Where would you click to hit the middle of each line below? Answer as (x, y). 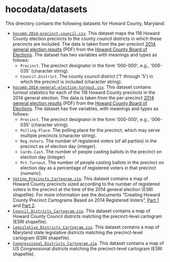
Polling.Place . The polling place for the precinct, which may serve (90, 130)
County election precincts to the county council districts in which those (87, 39)
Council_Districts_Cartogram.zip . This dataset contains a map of (81, 211)
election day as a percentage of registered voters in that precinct (88, 168)
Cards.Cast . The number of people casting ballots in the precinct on (91, 152)
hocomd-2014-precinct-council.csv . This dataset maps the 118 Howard (86, 33)
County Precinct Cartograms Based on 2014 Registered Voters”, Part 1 (86, 200)
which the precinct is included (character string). (71, 82)
